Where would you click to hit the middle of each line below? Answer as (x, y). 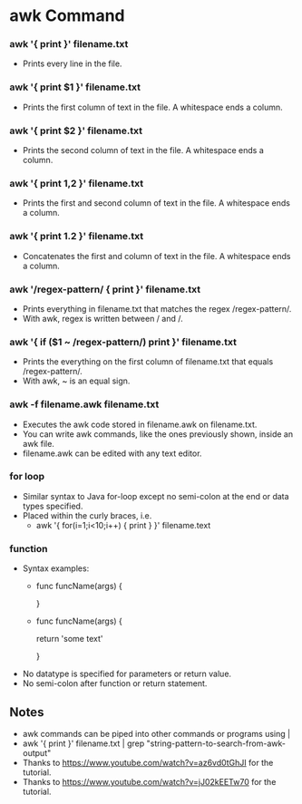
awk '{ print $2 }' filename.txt (76, 131)
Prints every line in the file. (72, 63)
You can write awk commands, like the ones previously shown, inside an (157, 434)
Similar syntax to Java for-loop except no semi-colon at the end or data (156, 496)
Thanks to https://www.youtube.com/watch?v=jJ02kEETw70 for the (149, 781)
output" (37, 752)
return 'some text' (69, 639)
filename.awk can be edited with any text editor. (112, 453)
